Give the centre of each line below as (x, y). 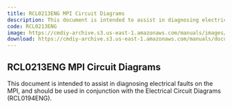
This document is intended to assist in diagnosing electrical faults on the (110, 83)
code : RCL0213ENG (32, 26)
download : (21, 39)
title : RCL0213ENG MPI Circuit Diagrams (66, 13)
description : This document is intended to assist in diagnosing (103, 20)
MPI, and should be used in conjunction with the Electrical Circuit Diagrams (114, 91)
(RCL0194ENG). (30, 98)
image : (17, 33)
